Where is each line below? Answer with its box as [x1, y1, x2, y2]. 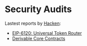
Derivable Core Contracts [12, 35, 65, 41]
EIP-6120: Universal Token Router [12, 30, 82, 36]
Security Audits [5, 4, 72, 15]
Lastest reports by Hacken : [5, 20, 61, 26]
